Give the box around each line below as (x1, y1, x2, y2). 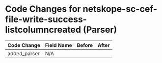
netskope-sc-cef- (82, 3, 158, 15)
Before (77, 42, 93, 48)
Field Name (45, 42, 72, 48)
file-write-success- (5, 14, 87, 25)
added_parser (7, 50, 40, 57)
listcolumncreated (5, 24, 81, 35)
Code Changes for (5, 3, 81, 15)
